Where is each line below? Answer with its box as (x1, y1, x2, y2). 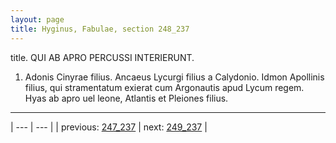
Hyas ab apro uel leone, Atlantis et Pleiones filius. (24, 92, 229, 104)
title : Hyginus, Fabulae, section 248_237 (10, 24, 190, 34)
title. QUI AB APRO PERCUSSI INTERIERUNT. (10, 51, 195, 63)
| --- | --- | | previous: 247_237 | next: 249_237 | (10, 121, 208, 133)
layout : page (10, 14, 65, 25)
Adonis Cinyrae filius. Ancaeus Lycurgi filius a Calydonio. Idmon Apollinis (24, 71, 325, 83)
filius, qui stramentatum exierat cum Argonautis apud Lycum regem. (24, 81, 305, 93)
